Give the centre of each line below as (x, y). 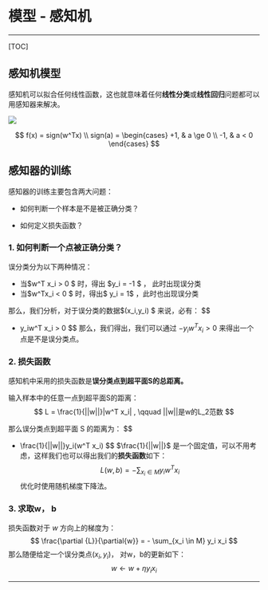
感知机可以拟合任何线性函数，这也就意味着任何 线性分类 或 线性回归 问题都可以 (134, 94)
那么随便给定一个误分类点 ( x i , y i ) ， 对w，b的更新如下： (97, 555)
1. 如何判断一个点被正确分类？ (65, 248)
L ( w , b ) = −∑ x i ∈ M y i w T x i (140, 470)
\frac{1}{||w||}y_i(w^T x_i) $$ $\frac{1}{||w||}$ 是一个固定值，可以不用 (134, 445)
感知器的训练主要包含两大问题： (61, 191)
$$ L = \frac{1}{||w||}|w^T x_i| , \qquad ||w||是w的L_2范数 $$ (134, 411)
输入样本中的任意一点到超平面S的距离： (73, 397)
